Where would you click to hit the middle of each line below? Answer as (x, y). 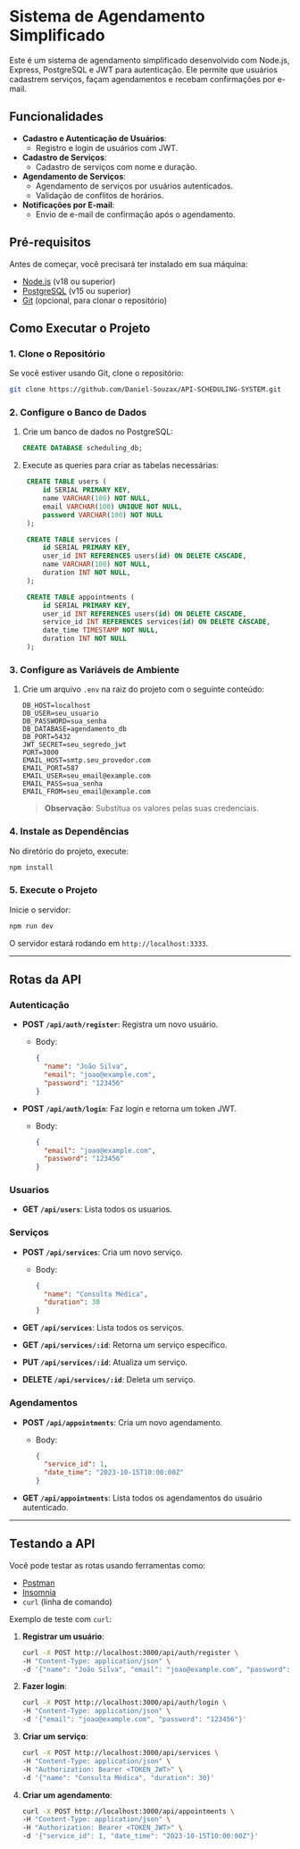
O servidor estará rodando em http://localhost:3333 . (109, 943)
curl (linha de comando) (67, 1601)
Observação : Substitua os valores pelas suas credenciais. (151, 808)
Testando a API (52, 1544)
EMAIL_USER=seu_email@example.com (86, 776)
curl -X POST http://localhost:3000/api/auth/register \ (130, 1652)
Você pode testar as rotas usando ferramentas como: (108, 1565)
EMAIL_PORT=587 (50, 769)
